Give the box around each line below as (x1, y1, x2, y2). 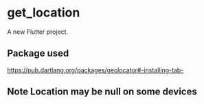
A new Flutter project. (7, 28, 69, 36)
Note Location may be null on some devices (7, 86, 197, 98)
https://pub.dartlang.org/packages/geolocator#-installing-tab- (7, 65, 184, 74)
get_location (7, 5, 80, 21)
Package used (7, 48, 69, 59)
